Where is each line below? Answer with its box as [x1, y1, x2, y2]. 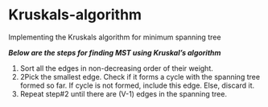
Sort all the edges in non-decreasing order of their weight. [19, 63, 213, 73]
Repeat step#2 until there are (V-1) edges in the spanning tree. [19, 88, 228, 98]
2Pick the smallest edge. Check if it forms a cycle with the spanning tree [19, 72, 260, 81]
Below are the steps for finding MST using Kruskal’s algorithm [8, 47, 221, 57]
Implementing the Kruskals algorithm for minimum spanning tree [8, 32, 221, 42]
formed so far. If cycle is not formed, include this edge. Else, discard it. [19, 80, 255, 90]
